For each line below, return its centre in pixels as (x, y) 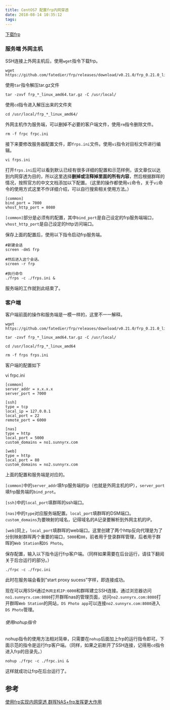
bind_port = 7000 (24, 203)
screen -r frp (20, 264)
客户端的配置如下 (23, 365)
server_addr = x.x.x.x (29, 389)
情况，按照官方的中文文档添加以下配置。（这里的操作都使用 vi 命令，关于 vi (82, 183)
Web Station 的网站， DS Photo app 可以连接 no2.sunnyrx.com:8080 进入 (89, 603)
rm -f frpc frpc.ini (27, 134)
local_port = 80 (22, 460)
